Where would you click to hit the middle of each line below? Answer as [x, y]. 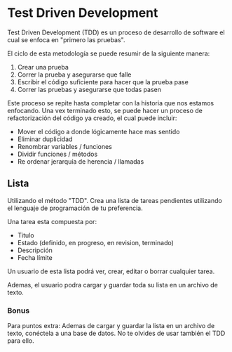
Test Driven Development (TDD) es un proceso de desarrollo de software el [116, 32]
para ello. [21, 341]
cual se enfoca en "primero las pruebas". [66, 39]
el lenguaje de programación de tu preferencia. [75, 208]
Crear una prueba [43, 67]
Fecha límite [35, 257]
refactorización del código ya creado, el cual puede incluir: [92, 118]
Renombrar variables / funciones [64, 146]
